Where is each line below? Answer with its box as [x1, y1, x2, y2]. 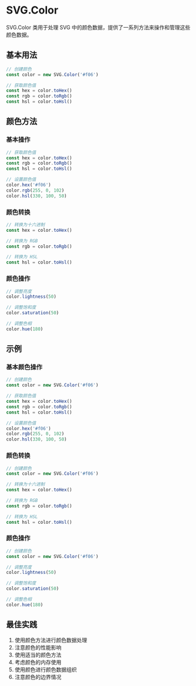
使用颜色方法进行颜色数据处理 [14, 636, 87, 644]
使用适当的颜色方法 [14, 651, 62, 658]
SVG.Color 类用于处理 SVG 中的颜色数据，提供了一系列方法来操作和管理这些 [6, 24, 191, 31]
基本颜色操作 [6, 363, 43, 372]
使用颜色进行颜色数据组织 [14, 666, 77, 673]
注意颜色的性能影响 [14, 644, 62, 651]
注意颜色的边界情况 [14, 673, 62, 680]
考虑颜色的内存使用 [14, 658, 62, 665]
